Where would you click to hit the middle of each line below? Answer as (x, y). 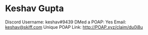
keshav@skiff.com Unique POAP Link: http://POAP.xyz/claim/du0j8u (74, 27)
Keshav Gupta (34, 9)
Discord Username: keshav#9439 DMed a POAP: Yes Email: (66, 22)
